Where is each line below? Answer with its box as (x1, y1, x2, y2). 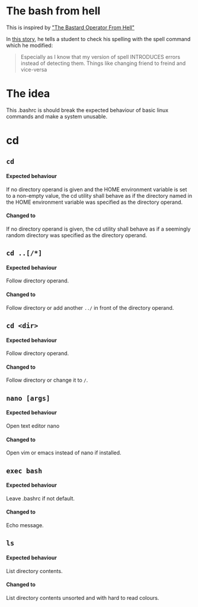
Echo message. (6, 522, 44, 529)
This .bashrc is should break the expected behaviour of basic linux (6, 106, 169, 114)
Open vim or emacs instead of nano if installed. (6, 449, 122, 456)
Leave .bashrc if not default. (6, 494, 75, 502)
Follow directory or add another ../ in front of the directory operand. (6, 304, 174, 311)
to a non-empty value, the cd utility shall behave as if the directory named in (6, 192, 193, 199)
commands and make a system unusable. (6, 113, 108, 120)
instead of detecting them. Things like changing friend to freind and (20, 60, 186, 67)
